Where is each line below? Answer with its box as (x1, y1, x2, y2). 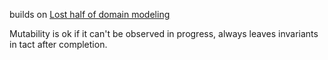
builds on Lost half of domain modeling (9, 9, 171, 20)
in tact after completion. (9, 39, 108, 50)
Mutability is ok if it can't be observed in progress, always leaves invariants (9, 28, 319, 39)
